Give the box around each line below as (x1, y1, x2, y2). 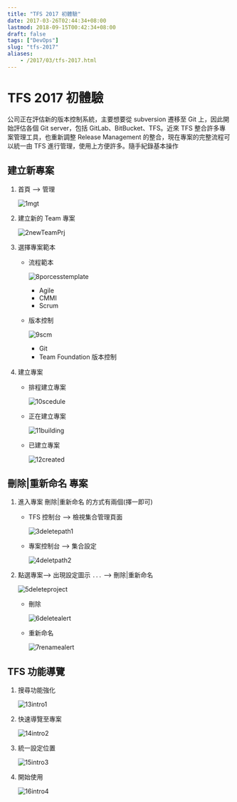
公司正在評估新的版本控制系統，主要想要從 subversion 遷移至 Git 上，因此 (7, 115, 223, 123)
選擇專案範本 (17, 243, 56, 251)
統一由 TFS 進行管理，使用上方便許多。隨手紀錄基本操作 (13, 141, 179, 150)
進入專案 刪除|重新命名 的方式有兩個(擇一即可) (17, 497, 153, 507)
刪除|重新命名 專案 (7, 477, 88, 489)
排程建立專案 (28, 382, 66, 391)
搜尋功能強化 (17, 686, 56, 694)
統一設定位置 (17, 743, 56, 753)
